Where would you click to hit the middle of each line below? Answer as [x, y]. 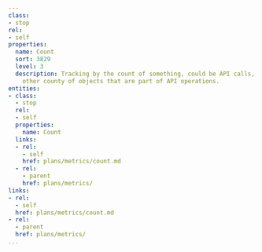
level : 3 [30, 67]
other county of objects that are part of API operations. [121, 81]
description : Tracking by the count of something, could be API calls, [135, 74]
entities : [24, 88]
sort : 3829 [33, 60]
